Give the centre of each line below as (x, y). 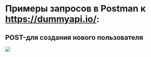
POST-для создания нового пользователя (74, 37)
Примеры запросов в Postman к (75, 9)
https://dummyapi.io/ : (52, 19)
